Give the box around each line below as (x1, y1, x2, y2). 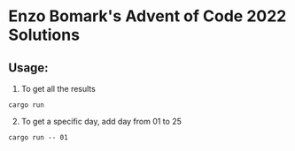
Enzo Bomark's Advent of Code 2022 (8, 6, 287, 26)
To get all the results (20, 84, 97, 94)
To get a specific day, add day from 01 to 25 (20, 117, 182, 126)
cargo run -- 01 (8, 133, 68, 142)
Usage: (8, 60, 50, 75)
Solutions (8, 25, 81, 45)
